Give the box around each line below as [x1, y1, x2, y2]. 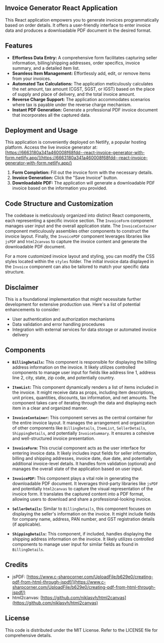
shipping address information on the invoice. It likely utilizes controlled [12, 536, 154, 542]
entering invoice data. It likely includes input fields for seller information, [12, 450, 157, 456]
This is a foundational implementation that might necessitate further [5, 296, 142, 302]
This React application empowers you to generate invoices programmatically [5, 17, 159, 23]
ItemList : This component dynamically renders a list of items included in [12, 384, 159, 390]
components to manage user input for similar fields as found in [12, 541, 139, 547]
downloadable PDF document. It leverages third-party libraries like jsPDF [12, 481, 158, 486]
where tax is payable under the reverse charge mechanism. [12, 102, 132, 107]
